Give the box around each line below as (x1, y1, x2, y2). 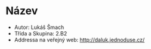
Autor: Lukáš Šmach (14, 24, 64, 31)
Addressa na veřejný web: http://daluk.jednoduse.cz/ (14, 36, 145, 43)
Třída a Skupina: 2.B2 (14, 30, 67, 37)
